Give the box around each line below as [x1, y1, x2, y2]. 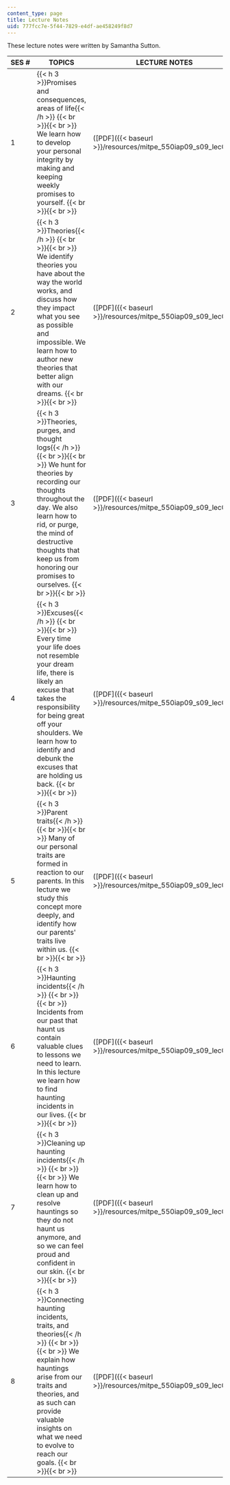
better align [36, 371, 74, 381]
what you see [36, 312, 80, 321]
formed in [36, 859, 68, 869]
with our [36, 380, 64, 390]
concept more [36, 902, 82, 911]
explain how [36, 1355, 76, 1364]
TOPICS [49, 58, 75, 67]
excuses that [36, 762, 78, 772]
